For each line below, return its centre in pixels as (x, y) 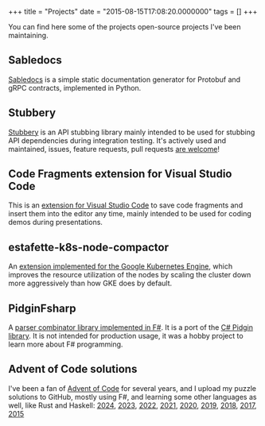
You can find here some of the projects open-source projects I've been (125, 27)
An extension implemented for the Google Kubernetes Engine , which (121, 266)
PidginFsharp (42, 308)
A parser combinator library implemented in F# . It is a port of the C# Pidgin (131, 327)
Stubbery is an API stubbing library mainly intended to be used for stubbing (132, 132)
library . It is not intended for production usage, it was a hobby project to (126, 336)
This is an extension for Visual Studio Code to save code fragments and (126, 205)
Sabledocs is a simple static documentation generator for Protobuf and (125, 79)
